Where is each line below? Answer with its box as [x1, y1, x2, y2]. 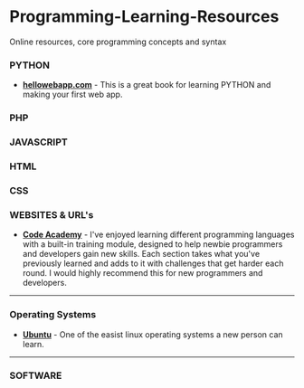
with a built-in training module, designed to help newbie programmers [22, 239, 283, 250]
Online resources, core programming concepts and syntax [9, 36, 227, 47]
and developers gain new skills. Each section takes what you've [22, 249, 261, 260]
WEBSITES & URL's [9, 208, 94, 221]
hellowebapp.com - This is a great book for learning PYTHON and [22, 80, 271, 90]
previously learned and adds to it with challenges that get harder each [22, 258, 284, 269]
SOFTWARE [9, 369, 62, 382]
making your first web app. [22, 89, 123, 100]
